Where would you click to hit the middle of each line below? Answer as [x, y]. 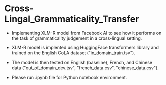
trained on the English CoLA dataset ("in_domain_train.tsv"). [73, 53]
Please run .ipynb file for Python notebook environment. [69, 77]
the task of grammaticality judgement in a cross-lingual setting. [77, 38]
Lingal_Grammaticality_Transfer [72, 19]
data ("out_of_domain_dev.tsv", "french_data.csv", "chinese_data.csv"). [85, 68]
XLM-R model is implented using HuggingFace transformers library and [85, 47]
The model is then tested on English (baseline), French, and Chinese [82, 62]
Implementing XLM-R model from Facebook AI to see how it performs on [86, 33]
